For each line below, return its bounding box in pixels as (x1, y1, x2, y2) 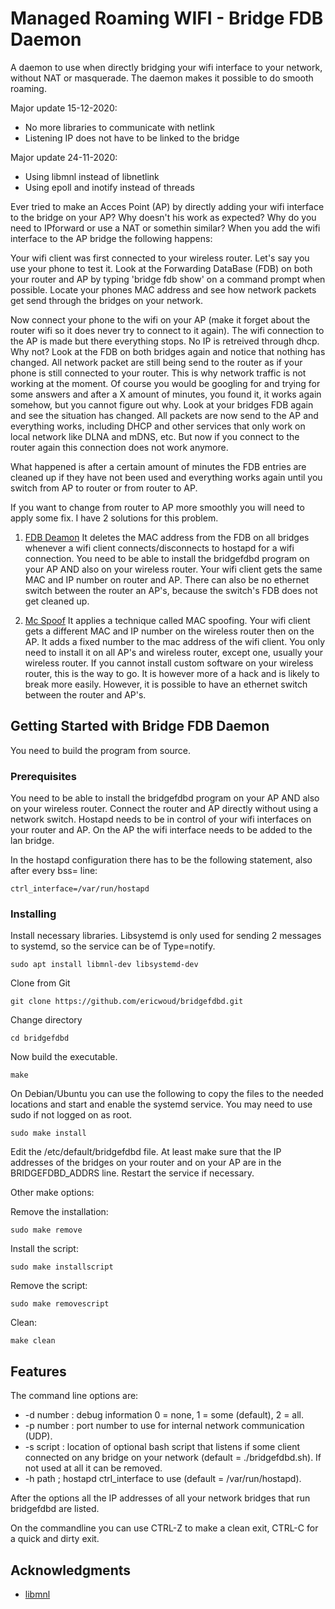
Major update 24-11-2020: (10, 151, 118, 163)
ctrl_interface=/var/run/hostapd (10, 884, 150, 894)
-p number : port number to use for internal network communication (24, 1420, 305, 1432)
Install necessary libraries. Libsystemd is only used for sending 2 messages (10, 930, 322, 942)
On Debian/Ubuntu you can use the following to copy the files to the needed (10, 1088, 324, 1100)
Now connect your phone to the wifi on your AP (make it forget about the (10, 313, 311, 326)
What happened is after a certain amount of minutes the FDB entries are (10, 460, 307, 472)
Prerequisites (10, 769, 77, 783)
